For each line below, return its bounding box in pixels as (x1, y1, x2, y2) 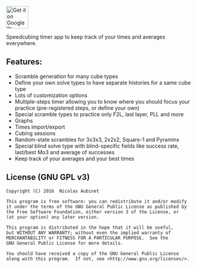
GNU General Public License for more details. (6, 240, 123, 246)
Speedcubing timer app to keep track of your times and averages (6, 33, 166, 40)
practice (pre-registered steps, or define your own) (14, 104, 140, 111)
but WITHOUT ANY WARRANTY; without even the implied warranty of (6, 229, 171, 236)
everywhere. (6, 40, 37, 46)
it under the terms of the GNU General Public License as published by (6, 204, 187, 210)
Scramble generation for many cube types (14, 73, 119, 80)
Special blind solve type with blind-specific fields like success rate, (14, 142, 179, 149)
